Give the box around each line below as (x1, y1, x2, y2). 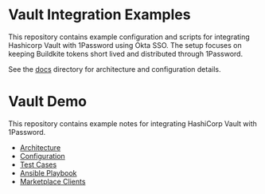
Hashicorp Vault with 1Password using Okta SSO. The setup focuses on (8, 40, 243, 49)
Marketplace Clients (19, 176, 86, 186)
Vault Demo (8, 93, 88, 111)
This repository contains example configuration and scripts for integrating (8, 32, 251, 42)
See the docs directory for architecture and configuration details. (8, 64, 221, 73)
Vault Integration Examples (8, 6, 191, 24)
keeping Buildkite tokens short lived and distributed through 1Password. (8, 49, 244, 58)
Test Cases (19, 160, 57, 169)
